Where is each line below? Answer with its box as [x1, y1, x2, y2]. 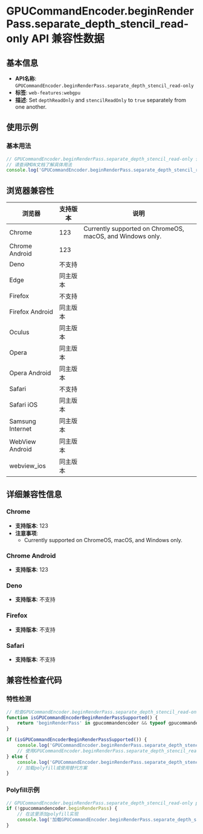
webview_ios [9, 462, 47, 470]
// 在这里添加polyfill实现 [17, 811, 79, 817]
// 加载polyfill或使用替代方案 [17, 764, 88, 771]
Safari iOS [9, 401, 38, 409]
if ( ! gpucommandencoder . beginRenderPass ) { [6, 806, 118, 812]
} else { [6, 754, 28, 760]
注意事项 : [14, 529, 38, 537]
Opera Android [9, 369, 51, 377]
